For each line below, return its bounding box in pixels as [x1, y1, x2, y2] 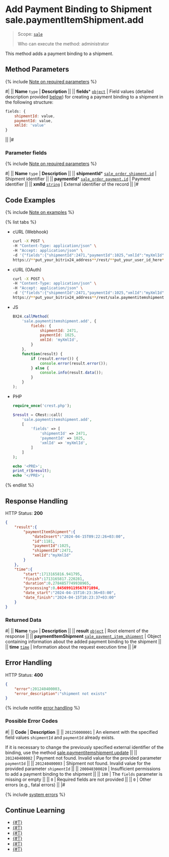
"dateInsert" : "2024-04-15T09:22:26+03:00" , [32, 534, 125, 539]
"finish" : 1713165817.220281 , [23, 576, 85, 581]
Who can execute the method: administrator [17, 40, 109, 46]
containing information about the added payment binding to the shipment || [5, 638, 161, 645]
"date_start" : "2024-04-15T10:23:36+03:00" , [23, 591, 116, 596]
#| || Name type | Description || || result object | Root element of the [5, 627, 149, 634]
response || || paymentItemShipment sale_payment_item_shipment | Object [5, 633, 161, 639]
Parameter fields [5, 149, 47, 156]
